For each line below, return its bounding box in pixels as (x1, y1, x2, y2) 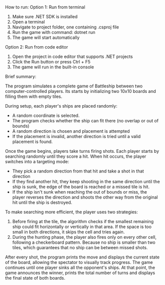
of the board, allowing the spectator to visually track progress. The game (5, 259, 153, 265)
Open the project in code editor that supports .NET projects (12, 54, 133, 59)
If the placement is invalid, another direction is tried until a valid (12, 134, 141, 139)
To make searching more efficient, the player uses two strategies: (5, 209, 138, 215)
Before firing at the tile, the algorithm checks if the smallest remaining (12, 219, 154, 224)
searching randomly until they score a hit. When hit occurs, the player (5, 153, 146, 159)
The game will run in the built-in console (12, 64, 95, 70)
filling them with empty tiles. (5, 93, 63, 99)
